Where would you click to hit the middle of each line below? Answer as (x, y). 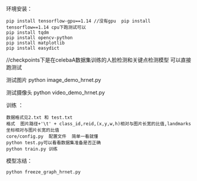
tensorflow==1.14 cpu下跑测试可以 (46, 27)
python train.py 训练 (32, 149)
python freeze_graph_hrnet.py (44, 172)
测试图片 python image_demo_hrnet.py (54, 80)
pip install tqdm (28, 33)
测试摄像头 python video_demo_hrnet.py (55, 93)
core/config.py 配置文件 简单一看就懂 (52, 136)
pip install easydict (33, 48)
